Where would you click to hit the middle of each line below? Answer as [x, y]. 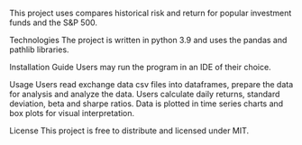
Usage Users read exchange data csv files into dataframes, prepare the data [151, 84]
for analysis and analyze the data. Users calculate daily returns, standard [145, 94]
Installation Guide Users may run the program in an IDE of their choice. [141, 67]
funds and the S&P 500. [53, 23]
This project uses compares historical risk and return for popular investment [151, 13]
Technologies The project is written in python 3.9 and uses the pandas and [148, 40]
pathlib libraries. [39, 50]
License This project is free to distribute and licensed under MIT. [129, 131]
